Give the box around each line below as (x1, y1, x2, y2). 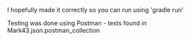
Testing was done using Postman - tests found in (7, 19, 147, 27)
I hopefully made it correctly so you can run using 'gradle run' (7, 6, 184, 14)
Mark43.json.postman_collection (7, 27, 101, 34)
